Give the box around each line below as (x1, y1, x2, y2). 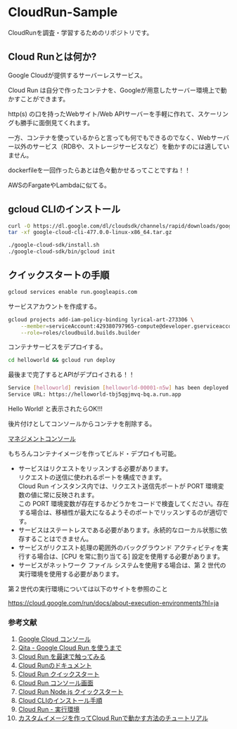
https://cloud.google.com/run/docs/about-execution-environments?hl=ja (8, 599, 219, 607)
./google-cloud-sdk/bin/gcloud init (8, 248, 115, 255)
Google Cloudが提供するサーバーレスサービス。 (8, 71, 147, 79)
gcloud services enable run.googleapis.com (8, 288, 138, 295)
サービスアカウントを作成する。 (8, 302, 101, 310)
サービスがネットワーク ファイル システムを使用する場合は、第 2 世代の (18, 561, 226, 569)
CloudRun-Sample (8, 4, 118, 20)
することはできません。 (24, 535, 93, 543)
